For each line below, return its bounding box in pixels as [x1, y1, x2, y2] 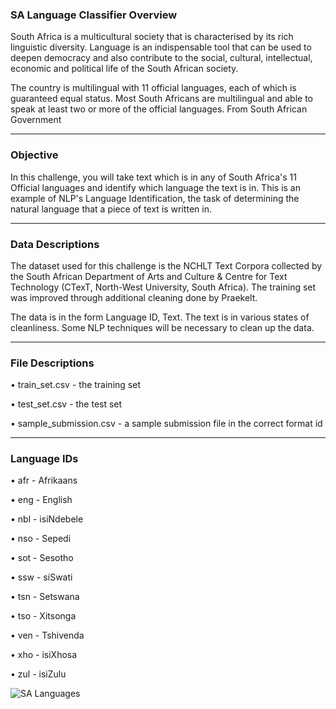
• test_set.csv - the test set [10, 398, 123, 410]
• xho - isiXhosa [10, 649, 78, 661]
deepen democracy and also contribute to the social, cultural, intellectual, [10, 52, 313, 64]
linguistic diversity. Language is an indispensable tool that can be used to [10, 41, 312, 53]
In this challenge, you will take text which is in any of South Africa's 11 [10, 171, 297, 183]
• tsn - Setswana [10, 591, 80, 603]
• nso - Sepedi [10, 533, 72, 545]
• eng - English [10, 494, 73, 506]
